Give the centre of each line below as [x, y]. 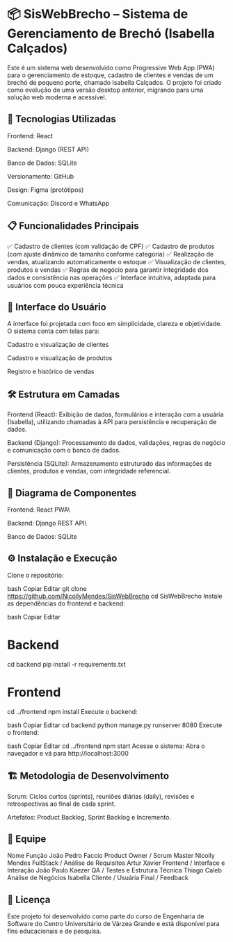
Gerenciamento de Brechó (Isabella [111, 34]
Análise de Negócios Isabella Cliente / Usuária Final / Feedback [98, 878]
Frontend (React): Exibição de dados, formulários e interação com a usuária [115, 414]
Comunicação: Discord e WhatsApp [58, 203]
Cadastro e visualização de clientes [58, 345]
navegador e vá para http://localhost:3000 [68, 753]
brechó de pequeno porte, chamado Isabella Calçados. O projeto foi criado [114, 82]
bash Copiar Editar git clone [47, 588]
